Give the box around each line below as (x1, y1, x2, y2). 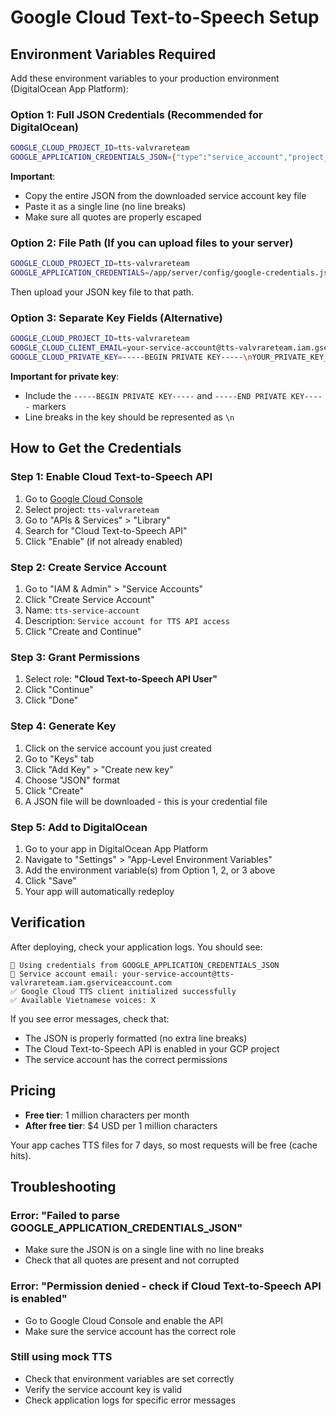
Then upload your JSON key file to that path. (10, 286, 195, 298)
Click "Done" (24, 694, 79, 706)
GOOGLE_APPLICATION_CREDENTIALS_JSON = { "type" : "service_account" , (10, 152, 288, 163)
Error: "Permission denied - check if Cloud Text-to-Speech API (10, 1279, 322, 1293)
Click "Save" (24, 874, 77, 886)
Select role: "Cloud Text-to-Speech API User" (24, 673, 218, 685)
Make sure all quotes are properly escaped (24, 211, 202, 223)
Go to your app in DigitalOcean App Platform (24, 842, 208, 855)
